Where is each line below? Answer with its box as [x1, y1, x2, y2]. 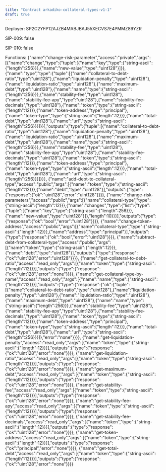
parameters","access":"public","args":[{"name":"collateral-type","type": [5, 197, 151, 203]
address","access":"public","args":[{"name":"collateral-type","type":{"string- [5, 223, 162, 229]
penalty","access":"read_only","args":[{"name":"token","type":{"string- [5, 339, 150, 345]
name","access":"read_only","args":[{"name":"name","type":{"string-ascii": [5, 276, 158, 282]
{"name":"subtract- [116, 234, 157, 240]
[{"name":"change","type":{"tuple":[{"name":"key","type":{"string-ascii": [5, 60, 153, 66]
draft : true [5, 12, 30, 17]
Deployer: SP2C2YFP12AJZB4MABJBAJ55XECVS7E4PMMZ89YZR [5, 25, 142, 31]
